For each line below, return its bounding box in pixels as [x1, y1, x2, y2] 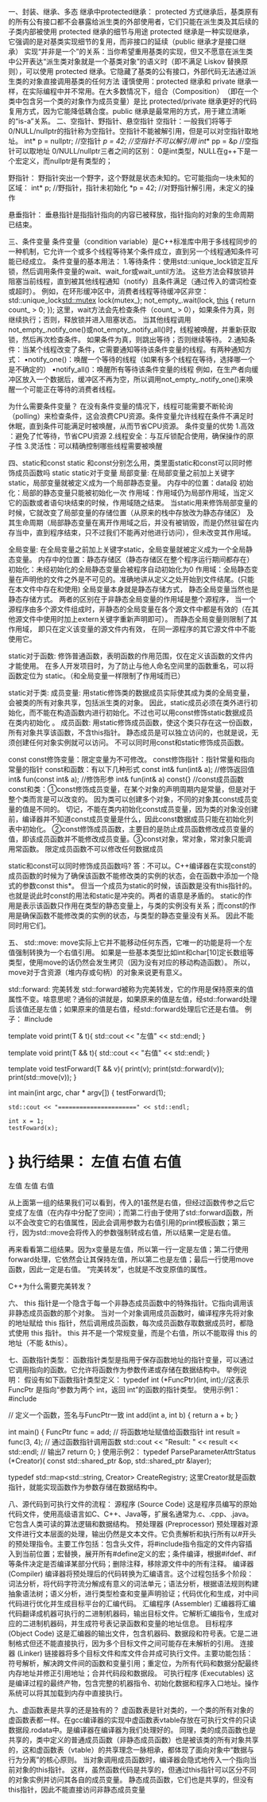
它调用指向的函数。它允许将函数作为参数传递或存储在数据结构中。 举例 [8, 1364, 240, 1375]
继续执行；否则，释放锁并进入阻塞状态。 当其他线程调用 [8, 315, 192, 324]
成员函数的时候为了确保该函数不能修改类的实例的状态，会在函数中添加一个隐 [8, 871, 259, 880]
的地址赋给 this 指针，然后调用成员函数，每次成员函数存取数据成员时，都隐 [8, 1318, 254, 1328]
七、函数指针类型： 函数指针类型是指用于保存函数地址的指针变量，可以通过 [8, 1355, 254, 1364]
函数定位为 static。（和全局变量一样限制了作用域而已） [8, 671, 185, 681]
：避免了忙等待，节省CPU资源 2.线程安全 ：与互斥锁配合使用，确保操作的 [8, 431, 248, 440]
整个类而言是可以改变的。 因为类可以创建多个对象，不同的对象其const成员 [8, 794, 252, 804]
